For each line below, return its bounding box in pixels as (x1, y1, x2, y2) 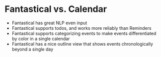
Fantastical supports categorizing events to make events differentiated (11, 30, 157, 36)
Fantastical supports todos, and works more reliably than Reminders (11, 25, 152, 31)
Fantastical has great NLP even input (11, 20, 87, 26)
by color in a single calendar (11, 36, 70, 42)
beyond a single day (11, 46, 54, 52)
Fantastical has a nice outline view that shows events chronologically (11, 41, 154, 47)
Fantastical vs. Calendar (4, 3, 107, 15)
